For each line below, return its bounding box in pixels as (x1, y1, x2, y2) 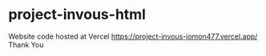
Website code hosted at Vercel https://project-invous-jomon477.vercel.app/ (8, 32, 258, 41)
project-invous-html (8, 6, 147, 24)
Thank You (8, 39, 44, 49)
